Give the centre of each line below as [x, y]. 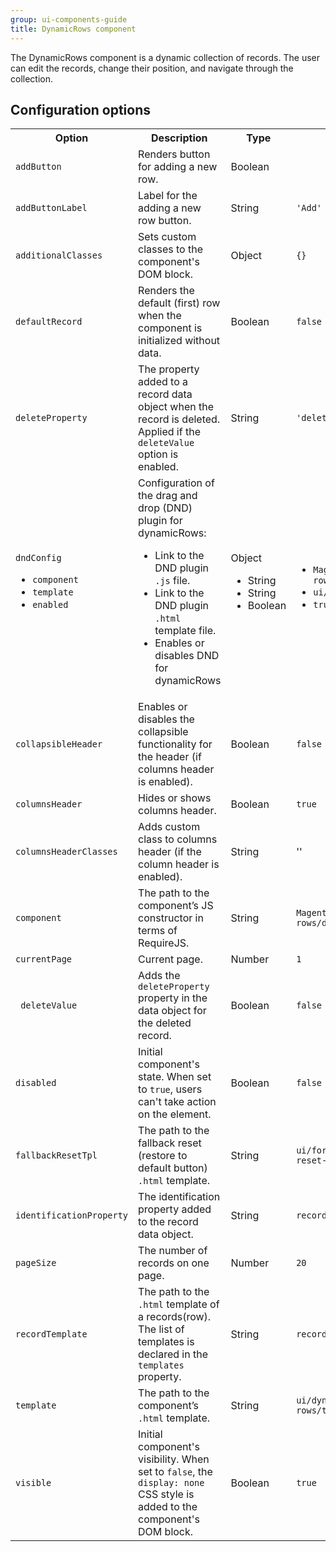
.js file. [172, 581]
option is [158, 454]
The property [169, 369]
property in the [173, 998]
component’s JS [176, 906]
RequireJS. [164, 943]
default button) [173, 1168]
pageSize [36, 1263]
